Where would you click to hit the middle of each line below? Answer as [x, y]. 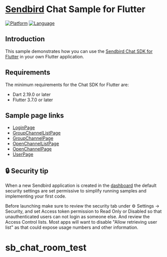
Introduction [25, 39]
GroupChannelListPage [36, 133]
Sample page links [35, 115]
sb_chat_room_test [46, 248]
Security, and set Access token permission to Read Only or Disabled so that [83, 211]
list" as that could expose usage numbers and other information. [72, 227]
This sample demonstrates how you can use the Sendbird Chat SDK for [79, 51]
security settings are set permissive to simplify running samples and [76, 191]
